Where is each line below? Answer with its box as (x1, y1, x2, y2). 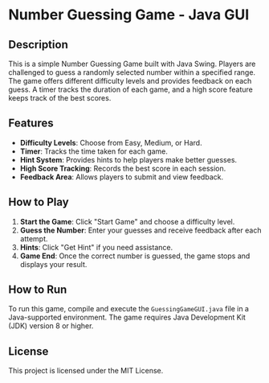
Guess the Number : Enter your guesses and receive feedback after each (19, 225, 262, 235)
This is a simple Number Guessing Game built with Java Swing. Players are (8, 59, 256, 68)
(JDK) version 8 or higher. (8, 321, 94, 331)
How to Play (8, 196, 70, 209)
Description (8, 38, 68, 51)
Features (8, 117, 54, 130)
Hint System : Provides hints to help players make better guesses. (19, 154, 238, 164)
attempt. (19, 233, 48, 243)
